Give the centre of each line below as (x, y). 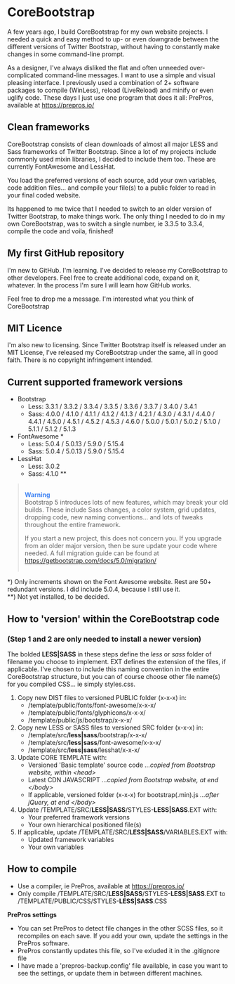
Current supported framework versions (95, 382)
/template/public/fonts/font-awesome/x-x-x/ (92, 705)
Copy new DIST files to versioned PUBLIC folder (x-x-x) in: (102, 697)
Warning (37, 495)
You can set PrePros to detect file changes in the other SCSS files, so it (120, 928)
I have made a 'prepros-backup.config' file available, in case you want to (122, 965)
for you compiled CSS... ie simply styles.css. (71, 684)
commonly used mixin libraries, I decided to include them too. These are (112, 159)
